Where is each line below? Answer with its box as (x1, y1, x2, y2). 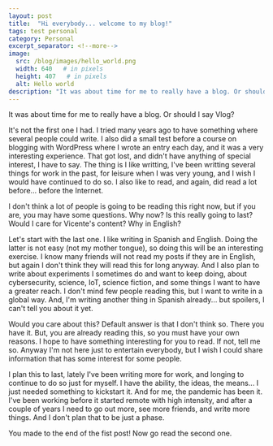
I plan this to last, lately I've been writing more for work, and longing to (8, 370, 245, 379)
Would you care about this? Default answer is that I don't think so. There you (8, 319, 265, 329)
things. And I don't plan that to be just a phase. (8, 413, 165, 422)
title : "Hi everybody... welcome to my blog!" (8, 19, 173, 28)
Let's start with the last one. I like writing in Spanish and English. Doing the (8, 235, 258, 245)
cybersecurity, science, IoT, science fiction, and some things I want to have (8, 278, 261, 288)
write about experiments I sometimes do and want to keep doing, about (8, 269, 248, 279)
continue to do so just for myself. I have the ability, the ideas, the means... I (8, 379, 259, 388)
